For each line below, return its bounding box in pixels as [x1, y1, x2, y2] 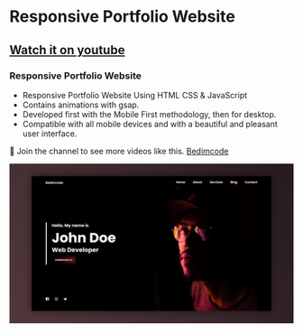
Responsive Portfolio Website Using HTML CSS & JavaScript [22, 89, 248, 100]
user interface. [22, 128, 78, 139]
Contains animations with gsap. [22, 99, 140, 110]
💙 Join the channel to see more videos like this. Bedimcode [9, 145, 229, 156]
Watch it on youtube [9, 42, 125, 58]
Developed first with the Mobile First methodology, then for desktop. [22, 108, 277, 119]
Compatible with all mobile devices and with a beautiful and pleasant [22, 118, 278, 129]
